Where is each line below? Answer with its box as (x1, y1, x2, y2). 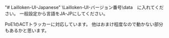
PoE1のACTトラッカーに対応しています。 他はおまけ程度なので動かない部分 (5, 21, 163, 27)
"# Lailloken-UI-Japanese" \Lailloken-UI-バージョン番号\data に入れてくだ (5, 4, 164, 10)
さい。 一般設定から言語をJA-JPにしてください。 (5, 10, 108, 16)
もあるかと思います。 (5, 27, 50, 33)
